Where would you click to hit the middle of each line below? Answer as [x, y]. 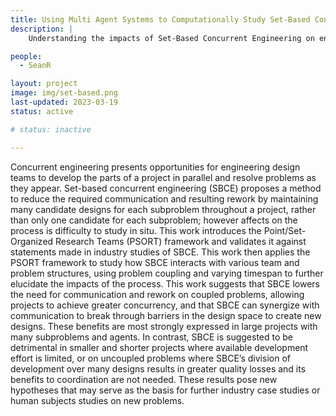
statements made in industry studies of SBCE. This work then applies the [160, 252]
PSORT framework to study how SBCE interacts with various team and [155, 262]
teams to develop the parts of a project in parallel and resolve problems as [163, 177]
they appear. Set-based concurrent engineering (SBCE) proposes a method [166, 188]
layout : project [44, 84]
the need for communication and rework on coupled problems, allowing [157, 294]
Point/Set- [285, 230]
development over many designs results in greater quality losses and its [158, 368]
